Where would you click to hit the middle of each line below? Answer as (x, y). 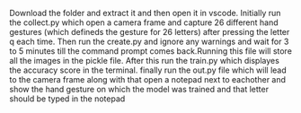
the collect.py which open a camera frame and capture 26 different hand (144, 22)
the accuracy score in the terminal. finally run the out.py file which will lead (148, 70)
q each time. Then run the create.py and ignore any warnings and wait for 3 (149, 41)
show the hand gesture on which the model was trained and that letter (139, 89)
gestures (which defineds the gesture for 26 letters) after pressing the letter (150, 32)
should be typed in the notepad (67, 99)
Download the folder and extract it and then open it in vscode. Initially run (145, 13)
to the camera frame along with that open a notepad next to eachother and (147, 79)
